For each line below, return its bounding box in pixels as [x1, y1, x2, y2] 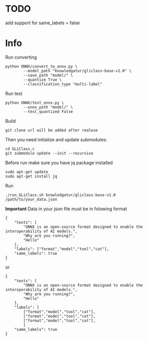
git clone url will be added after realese [5, 127, 98, 133]
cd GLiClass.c [5, 146, 35, 152]
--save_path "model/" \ [23, 73, 73, 78]
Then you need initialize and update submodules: [5, 136, 107, 142]
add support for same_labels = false [5, 20, 80, 26]
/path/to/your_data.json [5, 197, 57, 202]
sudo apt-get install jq [5, 174, 57, 179]
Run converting [5, 54, 37, 60]
